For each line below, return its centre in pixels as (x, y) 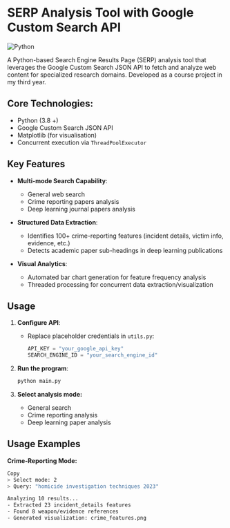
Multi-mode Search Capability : (62, 180)
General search (49, 408)
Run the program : (43, 368)
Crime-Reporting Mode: (42, 460)
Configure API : (39, 323)
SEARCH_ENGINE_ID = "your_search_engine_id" (93, 355)
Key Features (36, 164)
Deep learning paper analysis (69, 422)
